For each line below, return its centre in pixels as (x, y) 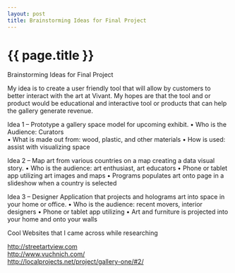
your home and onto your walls (52, 219)
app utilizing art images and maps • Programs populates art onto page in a (116, 176)
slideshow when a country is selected (62, 183)
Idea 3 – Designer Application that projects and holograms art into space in (116, 197)
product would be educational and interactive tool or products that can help (117, 104)
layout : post (26, 14)
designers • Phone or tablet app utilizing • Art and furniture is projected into (118, 212)
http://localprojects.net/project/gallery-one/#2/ (76, 262)
